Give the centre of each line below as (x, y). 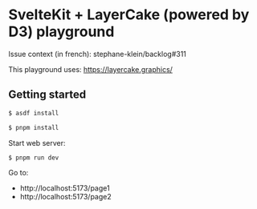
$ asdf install (34, 113)
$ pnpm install (34, 127)
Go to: (18, 173)
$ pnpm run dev (34, 158)
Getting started (47, 95)
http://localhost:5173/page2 (66, 197)
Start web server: (37, 143)
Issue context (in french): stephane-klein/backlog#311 (98, 54)
